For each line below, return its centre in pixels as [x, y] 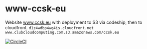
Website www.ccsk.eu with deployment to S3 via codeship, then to [74, 22]
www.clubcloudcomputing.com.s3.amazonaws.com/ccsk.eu [62, 32]
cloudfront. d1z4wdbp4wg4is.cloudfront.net [49, 27]
